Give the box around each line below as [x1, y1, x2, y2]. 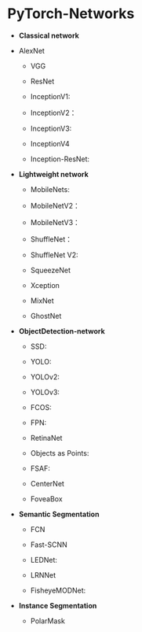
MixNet [30, 296, 54, 305]
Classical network [18, 31, 79, 40]
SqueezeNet [30, 265, 71, 275]
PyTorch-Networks [7, 5, 135, 23]
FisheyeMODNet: [30, 586, 86, 595]
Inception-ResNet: [30, 154, 90, 164]
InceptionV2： [30, 108, 77, 117]
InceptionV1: [30, 91, 71, 101]
